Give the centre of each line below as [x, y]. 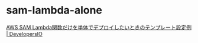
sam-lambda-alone [54, 10]
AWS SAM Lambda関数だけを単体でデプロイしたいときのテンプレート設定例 [99, 27]
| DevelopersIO [24, 34]
